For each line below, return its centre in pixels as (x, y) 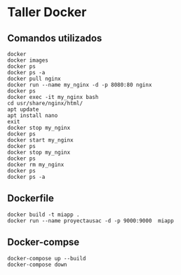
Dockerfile (31, 198)
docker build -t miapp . (43, 215)
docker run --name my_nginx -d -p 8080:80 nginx (80, 85)
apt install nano (33, 116)
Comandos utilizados (55, 38)
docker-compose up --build (47, 258)
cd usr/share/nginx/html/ (45, 103)
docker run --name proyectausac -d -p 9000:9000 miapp (90, 221)
